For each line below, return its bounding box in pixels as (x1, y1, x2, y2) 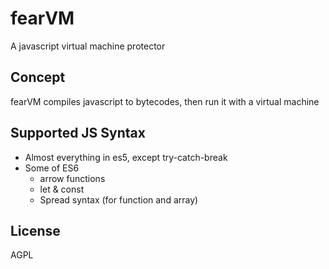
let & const (39, 183, 85, 195)
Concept (10, 69, 66, 86)
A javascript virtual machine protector (10, 40, 166, 52)
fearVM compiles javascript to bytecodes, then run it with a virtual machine (10, 95, 320, 107)
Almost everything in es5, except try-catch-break (24, 151, 228, 163)
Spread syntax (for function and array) (39, 193, 199, 206)
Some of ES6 (24, 162, 80, 174)
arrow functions (39, 172, 106, 184)
